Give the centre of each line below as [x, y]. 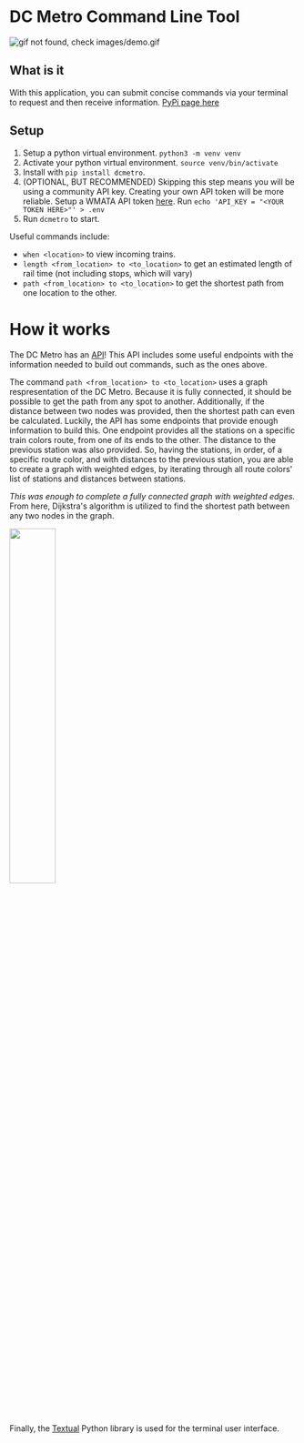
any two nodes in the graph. [62, 515]
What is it [37, 71]
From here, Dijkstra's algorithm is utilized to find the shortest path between [150, 506]
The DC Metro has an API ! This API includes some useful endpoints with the [152, 354]
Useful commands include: [60, 236]
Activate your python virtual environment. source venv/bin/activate [150, 162]
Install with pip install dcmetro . [84, 172]
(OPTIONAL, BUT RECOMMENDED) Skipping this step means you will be [158, 182]
